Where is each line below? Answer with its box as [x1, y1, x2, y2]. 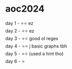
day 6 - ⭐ [5, 58, 25, 64]
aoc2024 [5, 3, 45, 15]
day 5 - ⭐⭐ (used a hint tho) [5, 50, 64, 56]
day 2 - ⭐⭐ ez [5, 27, 35, 33]
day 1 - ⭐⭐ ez [5, 20, 34, 26]
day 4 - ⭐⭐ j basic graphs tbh [5, 43, 67, 49]
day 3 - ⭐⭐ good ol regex [5, 35, 59, 41]
